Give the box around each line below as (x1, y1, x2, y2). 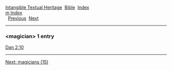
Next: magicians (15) (5, 59, 49, 65)
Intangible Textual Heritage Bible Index (5, 5, 90, 10)
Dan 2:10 (5, 44, 24, 51)
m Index (5, 10, 23, 16)
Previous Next (7, 15, 39, 21)
